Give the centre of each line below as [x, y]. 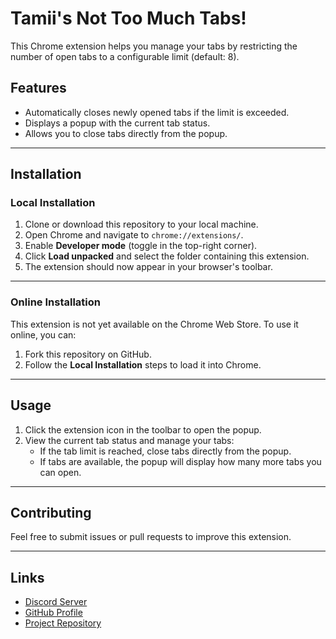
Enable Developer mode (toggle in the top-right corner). [141, 246]
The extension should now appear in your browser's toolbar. [148, 267]
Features [38, 88]
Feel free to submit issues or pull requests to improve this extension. [151, 537]
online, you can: [43, 334]
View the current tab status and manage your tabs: [129, 440]
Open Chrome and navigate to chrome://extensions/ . [134, 235]
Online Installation [55, 302]
